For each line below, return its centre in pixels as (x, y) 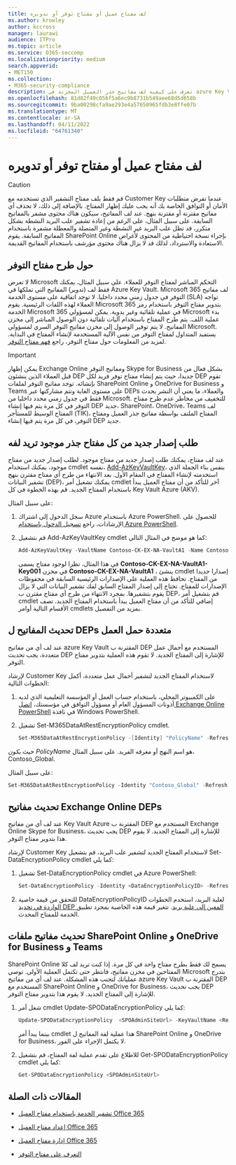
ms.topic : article (35, 46)
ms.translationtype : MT (43, 111)
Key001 (29, 571)
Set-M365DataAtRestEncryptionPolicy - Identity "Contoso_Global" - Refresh (118, 785)
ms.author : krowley (36, 20)
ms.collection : (30, 79)
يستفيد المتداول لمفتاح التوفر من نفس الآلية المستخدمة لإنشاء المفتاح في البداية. (112, 334)
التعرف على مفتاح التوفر (50, 1154)
